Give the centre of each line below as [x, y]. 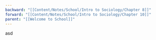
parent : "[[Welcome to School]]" [40, 19]
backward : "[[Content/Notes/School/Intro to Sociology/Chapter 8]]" [78, 10]
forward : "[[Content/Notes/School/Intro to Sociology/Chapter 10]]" [78, 14]
